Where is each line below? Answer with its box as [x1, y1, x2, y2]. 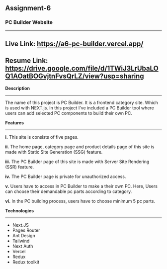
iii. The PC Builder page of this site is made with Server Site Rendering [5, 159, 150, 165]
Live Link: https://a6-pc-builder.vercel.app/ [5, 40, 144, 48]
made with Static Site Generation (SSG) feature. [5, 149, 103, 155]
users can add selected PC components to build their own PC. [5, 110, 133, 116]
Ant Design [12, 232, 36, 238]
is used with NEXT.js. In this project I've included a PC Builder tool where [5, 104, 154, 111]
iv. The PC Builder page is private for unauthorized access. [5, 174, 126, 179]
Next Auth [12, 243, 33, 249]
